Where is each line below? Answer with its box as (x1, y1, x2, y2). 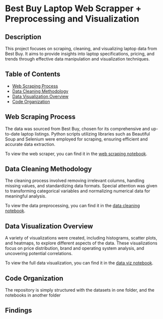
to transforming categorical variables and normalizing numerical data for (5, 188, 150, 194)
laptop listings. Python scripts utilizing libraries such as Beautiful (21, 131, 150, 137)
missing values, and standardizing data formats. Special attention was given (5, 183, 157, 189)
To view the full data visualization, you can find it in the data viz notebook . (5, 260, 154, 266)
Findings (5, 306, 33, 315)
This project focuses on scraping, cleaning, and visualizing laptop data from (5, 46, 157, 51)
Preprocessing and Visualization (5, 13, 140, 24)
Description (5, 33, 41, 41)
